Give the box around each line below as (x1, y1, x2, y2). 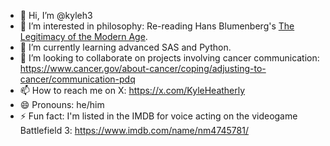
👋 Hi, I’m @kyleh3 (19, 10, 93, 21)
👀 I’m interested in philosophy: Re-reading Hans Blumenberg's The (19, 20, 295, 32)
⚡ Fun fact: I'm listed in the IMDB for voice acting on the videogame (19, 110, 298, 122)
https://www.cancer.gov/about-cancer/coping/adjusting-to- (19, 63, 267, 74)
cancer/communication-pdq (19, 73, 136, 85)
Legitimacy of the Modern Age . (19, 31, 148, 42)
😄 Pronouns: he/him (19, 99, 105, 110)
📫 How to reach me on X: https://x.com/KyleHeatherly (19, 85, 246, 96)
